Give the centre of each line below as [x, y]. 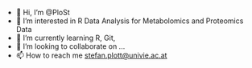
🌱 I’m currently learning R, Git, [66, 38]
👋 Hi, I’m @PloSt [43, 12]
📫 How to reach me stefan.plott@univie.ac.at [91, 55]
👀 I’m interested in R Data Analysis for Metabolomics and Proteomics [130, 21]
